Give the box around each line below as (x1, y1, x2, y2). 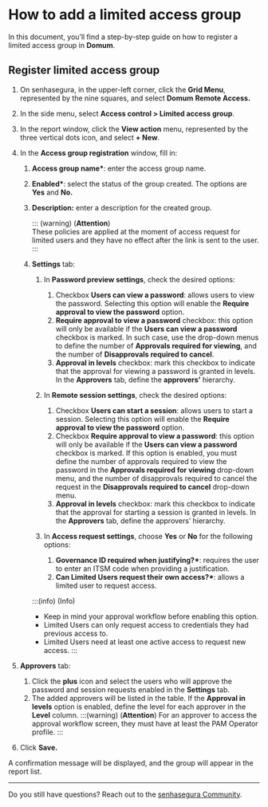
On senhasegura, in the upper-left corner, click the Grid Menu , (19, 85, 226, 94)
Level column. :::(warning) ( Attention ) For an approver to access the (31, 710, 258, 719)
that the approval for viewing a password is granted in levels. (55, 366, 256, 376)
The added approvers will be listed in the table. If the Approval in (31, 693, 246, 703)
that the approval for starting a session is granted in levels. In (55, 507, 257, 517)
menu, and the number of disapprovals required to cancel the (55, 473, 258, 483)
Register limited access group (8, 64, 160, 77)
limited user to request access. (55, 581, 157, 590)
